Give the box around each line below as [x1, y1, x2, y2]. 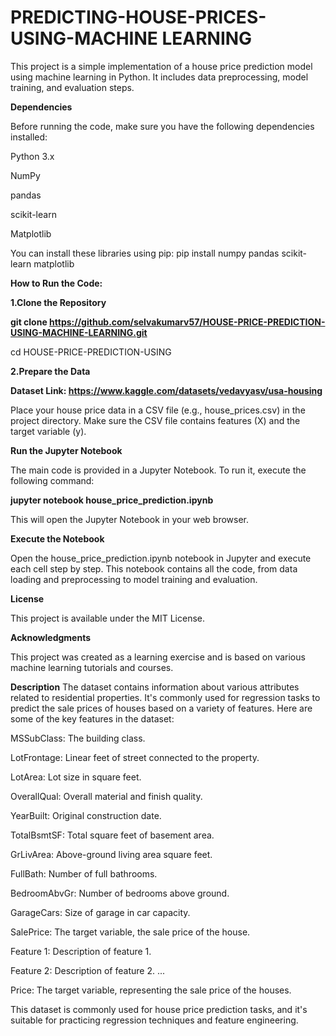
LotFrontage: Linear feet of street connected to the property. [10, 751, 260, 763]
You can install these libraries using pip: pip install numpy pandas [10, 247, 280, 259]
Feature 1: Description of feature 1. [10, 945, 152, 957]
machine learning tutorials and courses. [10, 661, 174, 673]
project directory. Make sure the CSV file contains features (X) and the [10, 414, 301, 426]
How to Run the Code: [10, 277, 103, 289]
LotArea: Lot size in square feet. [10, 771, 142, 783]
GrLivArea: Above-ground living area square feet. [10, 848, 213, 860]
